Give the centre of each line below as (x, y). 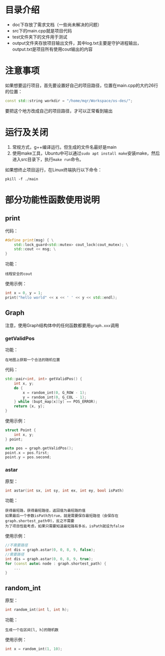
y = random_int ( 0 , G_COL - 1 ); (55, 397)
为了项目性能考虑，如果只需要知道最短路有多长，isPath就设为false (65, 526)
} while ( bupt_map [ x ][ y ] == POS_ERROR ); (56, 402)
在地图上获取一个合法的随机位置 (33, 360)
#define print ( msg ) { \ (29, 240)
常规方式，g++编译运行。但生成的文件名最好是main (64, 147)
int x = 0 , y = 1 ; (24, 293)
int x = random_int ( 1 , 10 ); (34, 649)
